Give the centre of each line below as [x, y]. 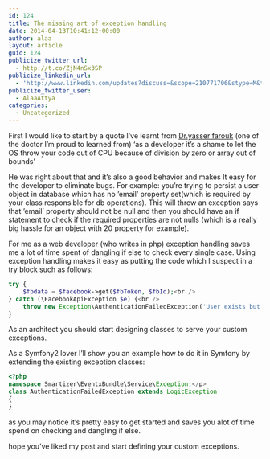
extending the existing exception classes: [77, 362]
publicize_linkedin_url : [50, 76]
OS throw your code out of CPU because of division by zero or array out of [132, 153]
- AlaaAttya [36, 98]
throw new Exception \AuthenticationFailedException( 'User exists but [142, 306]
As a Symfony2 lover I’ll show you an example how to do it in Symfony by [129, 354]
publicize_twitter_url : [48, 61]
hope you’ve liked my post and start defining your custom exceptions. [124, 446]
